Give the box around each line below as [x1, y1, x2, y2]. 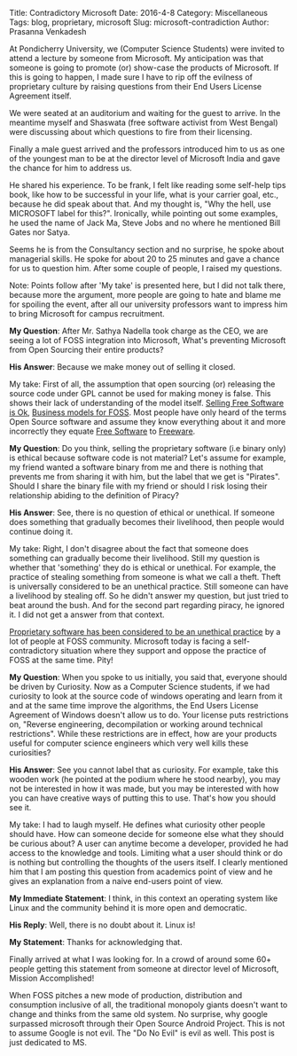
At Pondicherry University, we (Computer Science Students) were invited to [9, 43, 285, 54]
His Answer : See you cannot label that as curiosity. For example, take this [9, 764, 279, 775]
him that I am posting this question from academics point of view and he [9, 866, 273, 877]
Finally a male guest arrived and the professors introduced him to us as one [9, 144, 285, 154]
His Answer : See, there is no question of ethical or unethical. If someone [9, 507, 275, 518]
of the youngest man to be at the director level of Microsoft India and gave [9, 153, 281, 163]
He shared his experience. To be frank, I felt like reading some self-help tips [9, 180, 286, 190]
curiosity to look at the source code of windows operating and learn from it [9, 691, 283, 701]
